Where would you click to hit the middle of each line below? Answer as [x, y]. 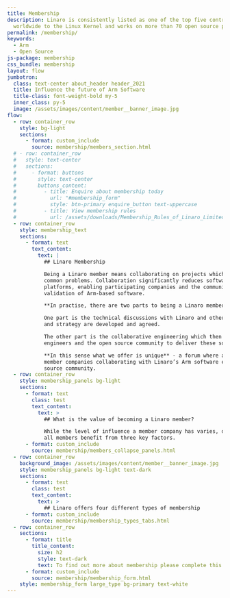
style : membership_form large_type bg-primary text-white [104, 584]
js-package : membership [41, 58]
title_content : [53, 546]
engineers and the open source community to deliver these [129, 343]
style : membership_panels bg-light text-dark [86, 470]
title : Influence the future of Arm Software [79, 90]
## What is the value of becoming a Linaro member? [119, 419]
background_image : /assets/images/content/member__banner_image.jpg [119, 463]
